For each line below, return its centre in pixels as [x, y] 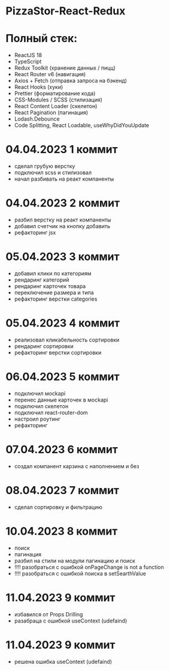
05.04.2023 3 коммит [63, 257]
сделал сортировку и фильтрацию [58, 507]
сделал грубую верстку [45, 166]
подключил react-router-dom [51, 412]
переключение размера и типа [54, 292]
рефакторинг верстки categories [56, 299]
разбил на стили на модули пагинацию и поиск [75, 561]
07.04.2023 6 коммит [62, 450]
